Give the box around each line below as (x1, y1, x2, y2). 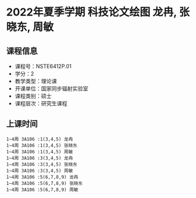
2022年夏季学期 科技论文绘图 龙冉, (6, 5, 177, 19)
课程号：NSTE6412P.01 (14, 63, 72, 70)
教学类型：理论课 (14, 78, 57, 84)
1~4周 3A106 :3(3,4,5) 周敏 (6, 168, 73, 174)
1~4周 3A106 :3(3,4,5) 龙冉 (6, 155, 73, 161)
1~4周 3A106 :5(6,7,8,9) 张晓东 (6, 180, 83, 186)
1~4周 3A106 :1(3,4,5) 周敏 (6, 149, 73, 155)
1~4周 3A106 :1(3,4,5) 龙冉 (6, 136, 73, 142)
